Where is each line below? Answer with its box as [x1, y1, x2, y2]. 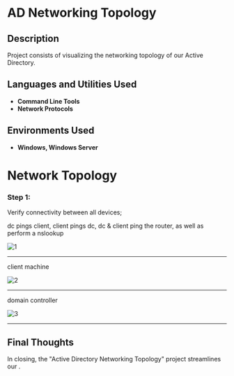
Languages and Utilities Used [7, 79, 137, 91]
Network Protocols [17, 104, 73, 113]
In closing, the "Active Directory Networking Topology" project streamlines [7, 354, 221, 363]
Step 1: [7, 192, 31, 202]
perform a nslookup [7, 229, 64, 237]
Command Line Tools [17, 97, 80, 105]
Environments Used [7, 125, 95, 136]
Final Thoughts [7, 336, 75, 348]
